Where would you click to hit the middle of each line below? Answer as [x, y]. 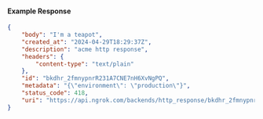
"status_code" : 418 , [55, 93]
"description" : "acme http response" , [85, 49]
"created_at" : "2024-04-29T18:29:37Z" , [87, 42]
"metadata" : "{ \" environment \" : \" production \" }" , [106, 86]
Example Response [39, 11]
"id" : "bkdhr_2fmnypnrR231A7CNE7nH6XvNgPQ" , [95, 78]
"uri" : [32, 100]
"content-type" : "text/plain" [85, 64]
